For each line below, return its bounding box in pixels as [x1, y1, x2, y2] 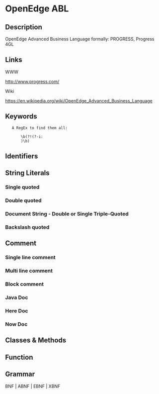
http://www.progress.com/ [5, 78, 60, 85]
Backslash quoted [5, 224, 50, 231]
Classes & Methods [5, 336, 67, 345]
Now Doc [5, 321, 28, 328]
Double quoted [5, 197, 42, 204]
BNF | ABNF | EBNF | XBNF [5, 383, 61, 389]
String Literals [5, 169, 50, 177]
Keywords [5, 112, 37, 121]
